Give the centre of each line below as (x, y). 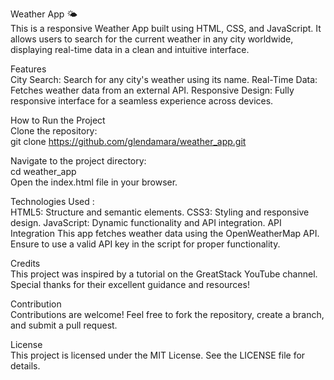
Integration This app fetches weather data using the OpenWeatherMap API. (165, 233)
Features (28, 69)
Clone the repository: (54, 131)
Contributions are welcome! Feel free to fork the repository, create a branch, (167, 314)
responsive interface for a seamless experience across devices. (142, 101)
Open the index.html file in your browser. (94, 182)
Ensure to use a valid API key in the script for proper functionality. (145, 244)
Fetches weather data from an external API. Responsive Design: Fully (152, 90)
